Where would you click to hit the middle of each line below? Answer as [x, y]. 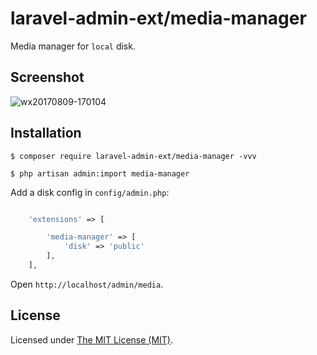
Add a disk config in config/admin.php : [90, 192]
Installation [46, 133]
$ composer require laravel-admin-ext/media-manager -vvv [133, 156]
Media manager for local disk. [73, 46]
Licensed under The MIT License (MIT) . [92, 339]
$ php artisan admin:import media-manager [100, 173]
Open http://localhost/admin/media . [87, 284]
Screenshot [47, 77]
